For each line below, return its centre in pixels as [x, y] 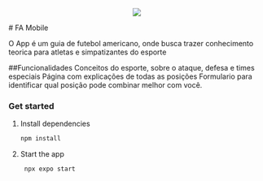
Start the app [42, 154]
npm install [40, 139]
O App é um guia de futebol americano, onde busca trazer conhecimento [131, 43]
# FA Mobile [28, 28]
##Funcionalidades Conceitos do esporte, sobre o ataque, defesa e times [131, 68]
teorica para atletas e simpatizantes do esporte [88, 52]
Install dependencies [55, 124]
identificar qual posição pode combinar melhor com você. [105, 85]
